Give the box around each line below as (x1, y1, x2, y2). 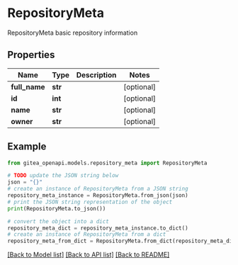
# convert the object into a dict (7, 218, 110, 225)
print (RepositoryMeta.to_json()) (7, 205, 106, 212)
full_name (11, 81, 45, 91)
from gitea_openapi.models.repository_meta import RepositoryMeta (7, 159, 208, 167)
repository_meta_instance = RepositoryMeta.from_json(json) (7, 192, 189, 199)
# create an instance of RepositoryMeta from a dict (7, 231, 166, 238)
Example (7, 140, 47, 153)
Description (76, 69, 117, 79)
